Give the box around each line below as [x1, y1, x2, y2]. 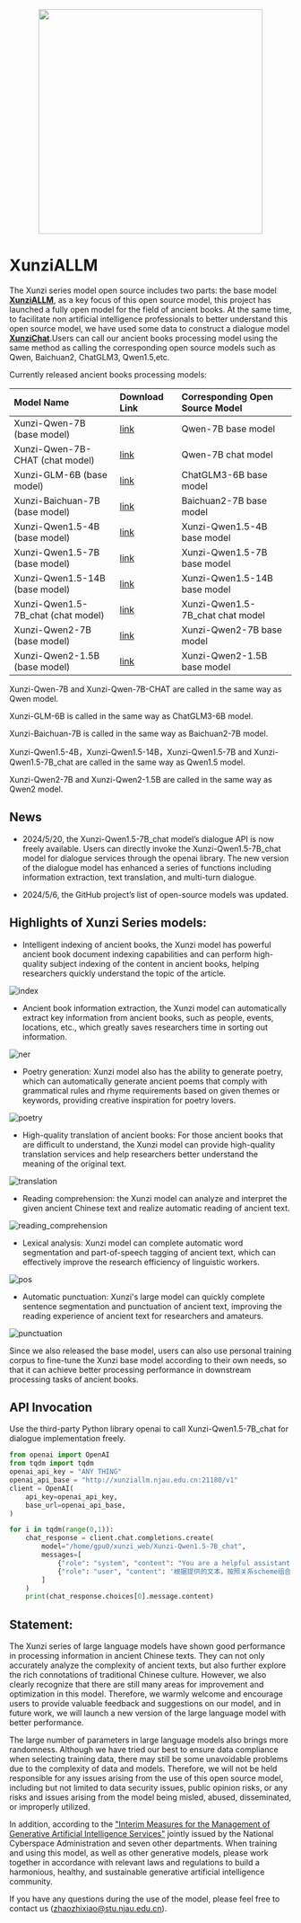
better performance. [9, 1717, 84, 1728]
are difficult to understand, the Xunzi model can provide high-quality [21, 1139, 276, 1149]
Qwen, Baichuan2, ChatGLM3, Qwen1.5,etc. [9, 351, 170, 362]
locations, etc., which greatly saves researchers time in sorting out [21, 1022, 269, 1032]
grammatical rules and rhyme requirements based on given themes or [21, 1085, 280, 1095]
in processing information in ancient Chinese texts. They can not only [9, 1651, 266, 1662]
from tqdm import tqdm [9, 1459, 94, 1468]
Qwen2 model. [9, 784, 64, 794]
